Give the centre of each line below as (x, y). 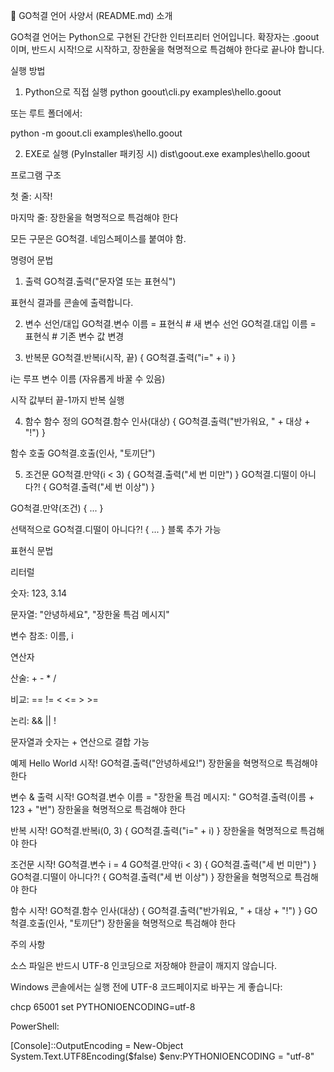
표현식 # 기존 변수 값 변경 (74, 336)
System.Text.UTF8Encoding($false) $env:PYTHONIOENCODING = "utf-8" (162, 1056)
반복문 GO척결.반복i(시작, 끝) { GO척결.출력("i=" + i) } (130, 357)
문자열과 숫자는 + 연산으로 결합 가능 (80, 742)
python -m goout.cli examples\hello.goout (96, 133)
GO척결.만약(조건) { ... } (57, 508)
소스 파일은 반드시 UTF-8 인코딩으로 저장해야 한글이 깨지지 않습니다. (144, 965)
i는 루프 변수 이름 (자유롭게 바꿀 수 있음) (88, 378)
